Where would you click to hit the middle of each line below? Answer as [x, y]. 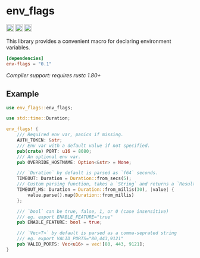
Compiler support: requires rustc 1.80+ [54, 75]
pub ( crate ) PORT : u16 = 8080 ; [54, 151]
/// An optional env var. [49, 157]
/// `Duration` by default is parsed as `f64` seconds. [88, 173]
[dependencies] [25, 58]
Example [23, 94]
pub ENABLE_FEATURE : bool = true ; [60, 222]
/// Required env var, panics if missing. [70, 135]
